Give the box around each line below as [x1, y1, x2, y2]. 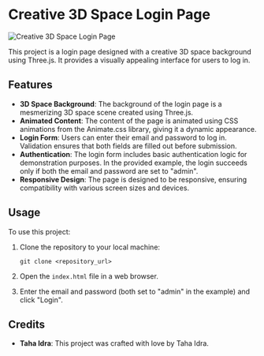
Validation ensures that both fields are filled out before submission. [19, 141, 238, 151]
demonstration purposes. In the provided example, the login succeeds [19, 158, 248, 167]
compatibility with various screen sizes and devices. [19, 183, 190, 193]
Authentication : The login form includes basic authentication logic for [19, 149, 247, 159]
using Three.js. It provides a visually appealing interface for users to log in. [8, 55, 251, 65]
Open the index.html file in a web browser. [19, 271, 159, 281]
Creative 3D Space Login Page [8, 6, 211, 24]
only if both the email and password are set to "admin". [19, 166, 199, 175]
